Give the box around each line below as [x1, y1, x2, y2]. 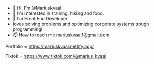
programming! [12, 26, 43, 32]
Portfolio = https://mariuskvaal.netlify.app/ [5, 43, 94, 49]
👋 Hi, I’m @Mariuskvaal [12, 5, 62, 11]
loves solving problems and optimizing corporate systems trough [12, 21, 149, 27]
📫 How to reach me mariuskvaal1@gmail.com [12, 32, 110, 38]
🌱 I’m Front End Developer [12, 16, 68, 21]
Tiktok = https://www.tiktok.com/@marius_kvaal [5, 53, 107, 59]
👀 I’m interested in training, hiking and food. [12, 10, 105, 16]
